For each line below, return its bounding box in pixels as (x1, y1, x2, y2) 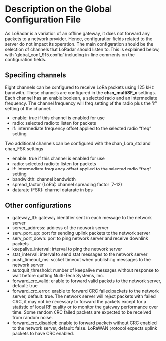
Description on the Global (5, 3, 112, 15)
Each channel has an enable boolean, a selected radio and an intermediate (5, 95, 158, 101)
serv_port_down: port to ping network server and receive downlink (12, 235, 148, 241)
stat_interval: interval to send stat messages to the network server (12, 251, 148, 257)
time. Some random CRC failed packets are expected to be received (12, 309, 151, 315)
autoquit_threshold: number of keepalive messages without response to (12, 267, 159, 273)
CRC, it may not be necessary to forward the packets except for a (12, 298, 146, 304)
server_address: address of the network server (12, 225, 109, 231)
